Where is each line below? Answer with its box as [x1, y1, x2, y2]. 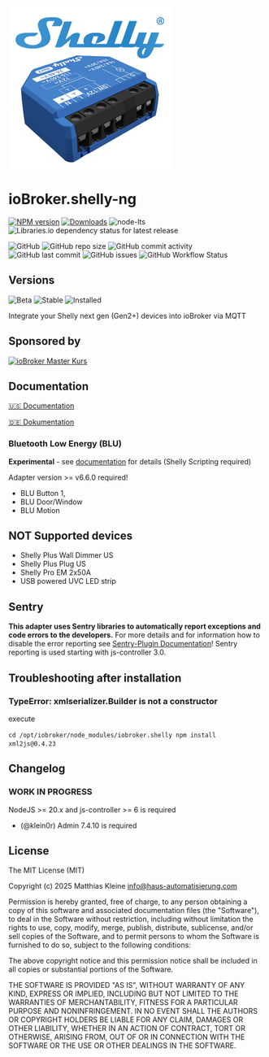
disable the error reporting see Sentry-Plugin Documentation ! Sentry [8, 639, 238, 649]
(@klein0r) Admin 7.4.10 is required [20, 820, 137, 830]
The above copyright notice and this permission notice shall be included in [8, 956, 258, 966]
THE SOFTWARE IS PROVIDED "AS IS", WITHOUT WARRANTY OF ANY [8, 981, 245, 990]
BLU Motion [20, 505, 60, 515]
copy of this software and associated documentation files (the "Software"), [8, 906, 260, 916]
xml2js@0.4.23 [8, 739, 57, 748]
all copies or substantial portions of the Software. [8, 964, 173, 974]
